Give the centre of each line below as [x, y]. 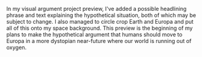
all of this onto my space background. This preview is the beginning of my [99, 28]
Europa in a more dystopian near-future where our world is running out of [99, 41]
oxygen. [17, 47]
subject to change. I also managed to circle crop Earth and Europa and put [100, 22]
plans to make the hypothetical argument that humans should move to [94, 35]
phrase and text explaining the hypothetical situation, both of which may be [101, 15]
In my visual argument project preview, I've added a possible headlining [96, 9]
